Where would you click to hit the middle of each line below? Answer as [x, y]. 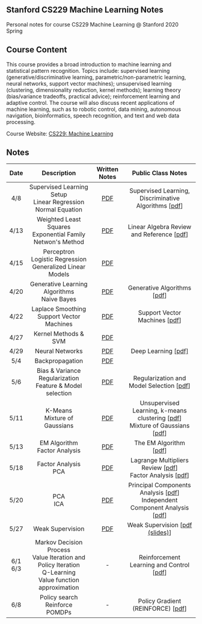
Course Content [37, 50]
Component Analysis [160, 508]
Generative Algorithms [159, 288]
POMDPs [59, 613]
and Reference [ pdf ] [159, 234]
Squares [59, 227]
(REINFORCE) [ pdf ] [160, 609]
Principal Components [160, 485]
